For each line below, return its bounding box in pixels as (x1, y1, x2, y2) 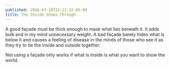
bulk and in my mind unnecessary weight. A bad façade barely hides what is (5, 31, 165, 37)
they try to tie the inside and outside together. (5, 42, 100, 48)
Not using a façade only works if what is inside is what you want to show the (5, 51, 165, 58)
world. (5, 57, 19, 63)
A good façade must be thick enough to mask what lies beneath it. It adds (5, 26, 159, 32)
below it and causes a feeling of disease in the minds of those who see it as (5, 36, 163, 43)
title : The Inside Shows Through (5, 12, 76, 17)
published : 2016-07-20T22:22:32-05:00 (5, 7, 87, 13)
